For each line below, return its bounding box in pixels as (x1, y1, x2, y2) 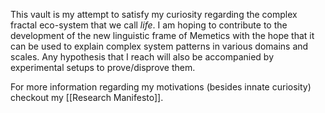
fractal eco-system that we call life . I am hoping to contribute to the (10, 19, 288, 31)
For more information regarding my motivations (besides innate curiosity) (10, 81, 312, 93)
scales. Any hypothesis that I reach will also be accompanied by (10, 51, 275, 63)
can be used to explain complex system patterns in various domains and (10, 40, 309, 52)
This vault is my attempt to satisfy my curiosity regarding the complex (10, 9, 298, 20)
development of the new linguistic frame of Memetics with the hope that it (10, 30, 315, 41)
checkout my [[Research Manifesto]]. (10, 92, 164, 103)
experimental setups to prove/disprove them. (10, 62, 196, 73)
